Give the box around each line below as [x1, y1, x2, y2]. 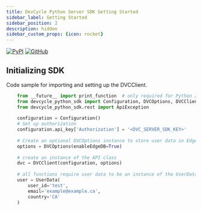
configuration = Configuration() [17, 115, 101, 121]
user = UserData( [17, 177, 61, 183]
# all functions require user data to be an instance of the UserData [17, 171, 198, 178]
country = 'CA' [28, 194, 61, 200]
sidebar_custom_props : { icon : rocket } [6, 31, 103, 37]
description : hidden [6, 25, 58, 32]
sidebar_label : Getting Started [6, 14, 87, 20]
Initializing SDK [6, 65, 65, 75]
